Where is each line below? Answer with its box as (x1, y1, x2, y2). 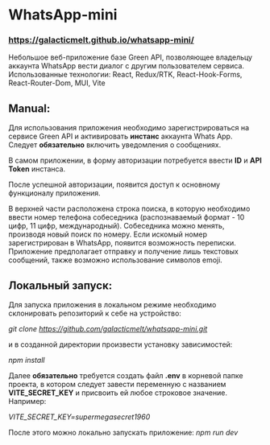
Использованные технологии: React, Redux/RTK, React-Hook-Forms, (8, 70, 243, 80)
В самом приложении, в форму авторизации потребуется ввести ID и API (8, 155, 262, 166)
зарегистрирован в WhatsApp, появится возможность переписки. (8, 238, 236, 248)
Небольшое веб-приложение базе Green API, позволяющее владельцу (8, 52, 252, 62)
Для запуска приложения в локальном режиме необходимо (8, 300, 217, 310)
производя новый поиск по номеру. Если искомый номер (8, 229, 208, 239)
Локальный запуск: (8, 278, 113, 292)
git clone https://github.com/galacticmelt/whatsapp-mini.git (8, 324, 208, 334)
